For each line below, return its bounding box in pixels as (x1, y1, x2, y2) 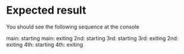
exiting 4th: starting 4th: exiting (6, 41, 84, 48)
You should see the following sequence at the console (6, 23, 139, 30)
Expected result (6, 4, 87, 17)
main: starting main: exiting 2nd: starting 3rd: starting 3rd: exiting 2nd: (6, 34, 179, 42)
